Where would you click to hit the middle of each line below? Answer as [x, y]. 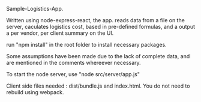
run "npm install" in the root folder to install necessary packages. [86, 45]
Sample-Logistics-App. [35, 9]
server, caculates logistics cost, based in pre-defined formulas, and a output [101, 27]
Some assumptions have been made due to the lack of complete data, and [98, 56]
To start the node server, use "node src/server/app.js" [73, 74]
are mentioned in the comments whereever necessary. [73, 63]
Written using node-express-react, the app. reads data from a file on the [95, 20]
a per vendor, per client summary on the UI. [60, 33]
